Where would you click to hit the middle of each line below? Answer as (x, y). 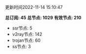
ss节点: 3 (21, 46)
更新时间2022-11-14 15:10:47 (34, 7)
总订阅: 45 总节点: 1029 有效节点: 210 (43, 18)
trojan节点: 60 (26, 40)
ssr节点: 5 (22, 28)
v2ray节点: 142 (27, 34)
